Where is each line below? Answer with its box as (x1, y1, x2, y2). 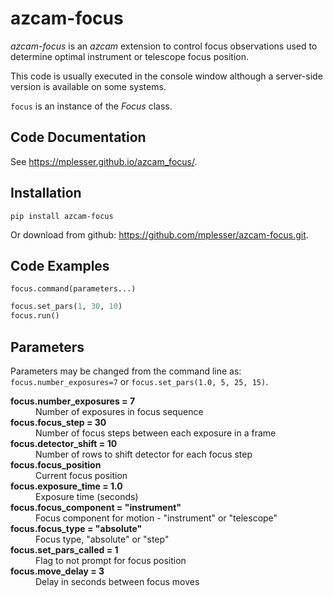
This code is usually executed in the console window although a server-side (10, 70, 323, 82)
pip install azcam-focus (10, 211, 114, 221)
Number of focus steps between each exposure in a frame (35, 427, 277, 439)
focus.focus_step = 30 (10, 416, 107, 428)
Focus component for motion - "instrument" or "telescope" (35, 512, 278, 524)
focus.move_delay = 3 (10, 565, 105, 577)
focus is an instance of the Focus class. (10, 100, 173, 112)
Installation (10, 185, 82, 202)
